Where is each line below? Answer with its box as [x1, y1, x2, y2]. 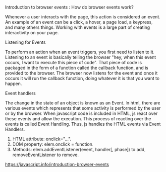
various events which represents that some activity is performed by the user [5, 105, 161, 111]
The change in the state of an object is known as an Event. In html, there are [5, 100, 161, 106]
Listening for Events [5, 39, 46, 45]
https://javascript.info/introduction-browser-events [5, 162, 109, 167]
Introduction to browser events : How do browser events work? [5, 4, 134, 10]
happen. [5, 81, 22, 86]
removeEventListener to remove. [12, 152, 79, 158]
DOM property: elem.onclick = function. [12, 141, 94, 147]
